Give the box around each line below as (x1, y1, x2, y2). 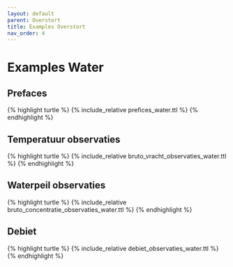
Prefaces (7, 87, 47, 99)
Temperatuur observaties (7, 133, 121, 145)
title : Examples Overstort (7, 23, 86, 30)
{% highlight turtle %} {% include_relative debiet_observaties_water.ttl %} (7, 244, 220, 252)
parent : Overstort (7, 17, 61, 24)
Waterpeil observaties (7, 179, 106, 192)
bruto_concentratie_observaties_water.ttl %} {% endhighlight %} (7, 205, 193, 213)
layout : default (7, 10, 54, 17)
